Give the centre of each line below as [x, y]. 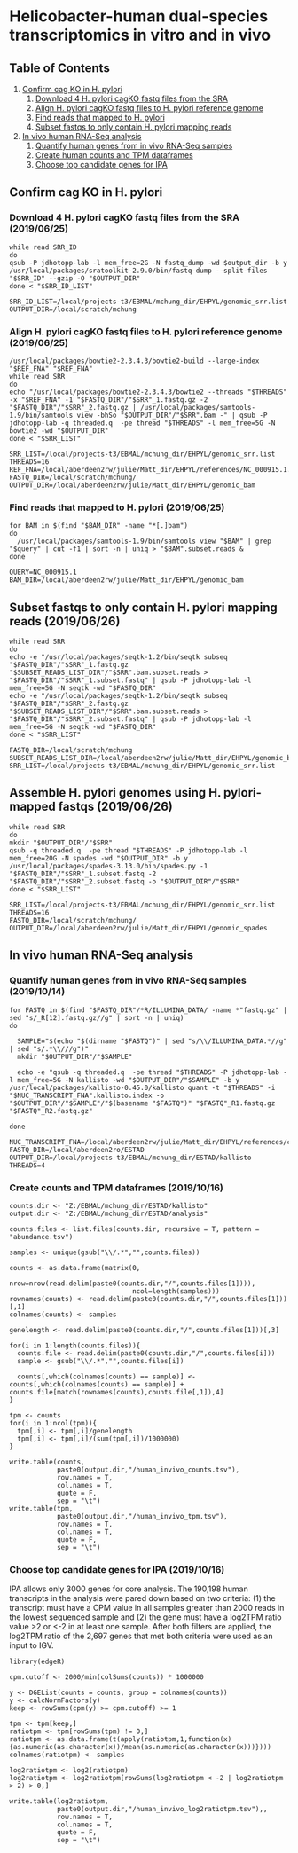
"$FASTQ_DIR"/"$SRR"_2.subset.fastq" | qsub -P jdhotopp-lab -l [130, 719]
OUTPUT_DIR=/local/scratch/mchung [73, 309]
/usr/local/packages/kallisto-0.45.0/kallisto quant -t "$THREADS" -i [142, 1087]
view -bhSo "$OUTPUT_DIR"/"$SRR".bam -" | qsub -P [172, 415]
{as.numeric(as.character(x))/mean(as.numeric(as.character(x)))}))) [141, 1747]
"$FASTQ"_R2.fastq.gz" [51, 1111]
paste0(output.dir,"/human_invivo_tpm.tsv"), [142, 1516]
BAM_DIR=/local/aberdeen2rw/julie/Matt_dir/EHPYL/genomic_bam [126, 580]
